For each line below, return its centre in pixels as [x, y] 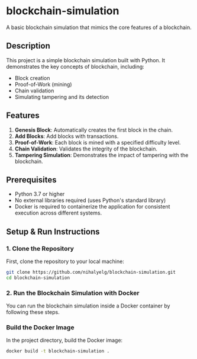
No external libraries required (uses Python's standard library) [90, 200]
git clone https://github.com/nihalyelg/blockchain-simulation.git [91, 273]
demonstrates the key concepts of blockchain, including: [75, 66]
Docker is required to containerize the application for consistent [92, 207]
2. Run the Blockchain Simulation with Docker [73, 293]
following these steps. [33, 312]
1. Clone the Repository [40, 248]
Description [28, 46]
